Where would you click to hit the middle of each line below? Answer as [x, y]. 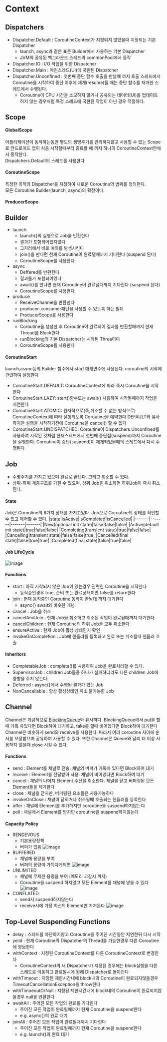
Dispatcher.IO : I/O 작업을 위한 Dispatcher [54, 64]
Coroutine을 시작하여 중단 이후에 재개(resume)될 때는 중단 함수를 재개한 [83, 82]
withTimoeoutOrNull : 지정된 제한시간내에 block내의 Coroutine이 [76, 991]
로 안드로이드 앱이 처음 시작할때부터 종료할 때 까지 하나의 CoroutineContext [79, 148]
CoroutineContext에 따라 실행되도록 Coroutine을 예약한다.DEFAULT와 [81, 417]
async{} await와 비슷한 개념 [47, 605]
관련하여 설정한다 [22, 375]
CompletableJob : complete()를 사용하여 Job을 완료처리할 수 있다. [78, 666]
